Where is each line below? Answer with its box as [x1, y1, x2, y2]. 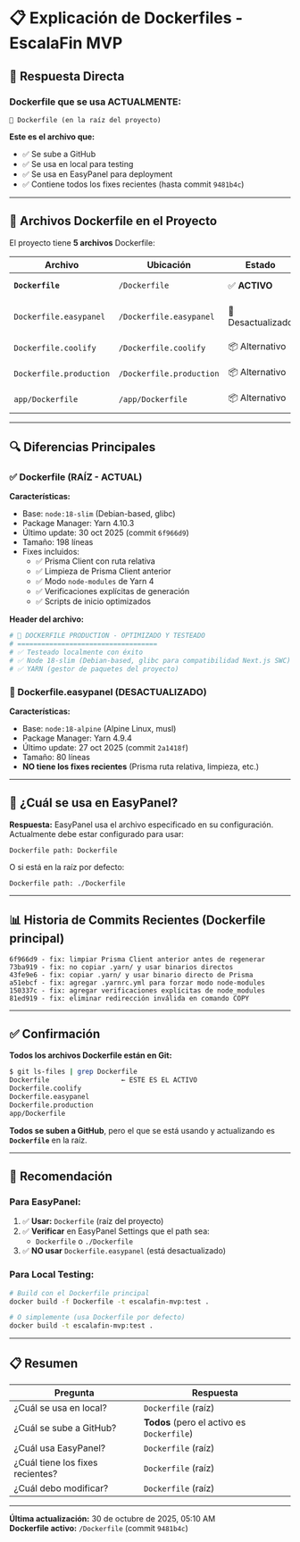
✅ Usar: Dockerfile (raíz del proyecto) [21, 1216, 164, 1227]
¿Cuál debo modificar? [13, 1482, 109, 1495]
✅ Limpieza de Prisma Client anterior [35, 566, 171, 577]
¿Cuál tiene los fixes [13, 1456, 98, 1469]
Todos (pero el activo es [143, 1416, 246, 1429]
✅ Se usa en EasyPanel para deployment [21, 168, 173, 180]
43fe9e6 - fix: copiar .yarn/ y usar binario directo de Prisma [9, 970, 254, 979]
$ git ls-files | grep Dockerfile [9, 1068, 138, 1077]
